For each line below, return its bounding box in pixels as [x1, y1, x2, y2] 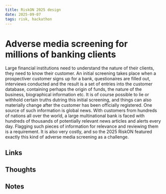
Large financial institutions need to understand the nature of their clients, [5, 65, 155, 71]
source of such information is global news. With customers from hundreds [5, 108, 158, 114]
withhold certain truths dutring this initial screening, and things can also [5, 97, 152, 103]
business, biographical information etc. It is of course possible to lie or [5, 92, 149, 98]
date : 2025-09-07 [5, 12, 41, 17]
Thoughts [5, 166, 36, 174]
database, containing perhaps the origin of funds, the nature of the [5, 86, 142, 92]
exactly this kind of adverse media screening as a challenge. [5, 134, 129, 140]
